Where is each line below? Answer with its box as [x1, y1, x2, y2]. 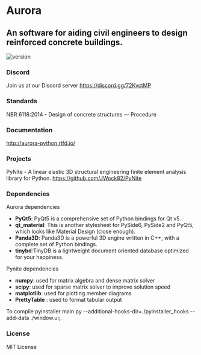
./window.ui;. [30, 315, 62, 322]
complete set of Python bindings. [14, 241, 97, 248]
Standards [6, 97, 38, 106]
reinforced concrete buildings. [6, 37, 123, 47]
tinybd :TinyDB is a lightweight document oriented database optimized [14, 247, 190, 254]
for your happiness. [14, 254, 64, 261]
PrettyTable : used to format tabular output [14, 296, 122, 304]
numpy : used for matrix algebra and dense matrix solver [14, 277, 155, 284]
